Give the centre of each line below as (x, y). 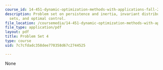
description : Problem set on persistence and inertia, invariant (72, 14)
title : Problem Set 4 (27, 37)
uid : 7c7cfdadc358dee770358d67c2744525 (45, 45)
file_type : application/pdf (33, 28)
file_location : (20, 23)
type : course (18, 41)
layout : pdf (17, 32)
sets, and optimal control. (38, 18)
